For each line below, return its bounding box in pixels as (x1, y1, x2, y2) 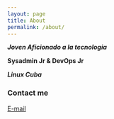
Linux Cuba (7, 70, 42, 79)
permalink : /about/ (7, 23, 65, 30)
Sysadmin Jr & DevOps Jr (7, 57, 84, 65)
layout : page (7, 10, 46, 18)
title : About (7, 17, 46, 24)
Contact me (7, 88, 49, 98)
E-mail (7, 104, 26, 113)
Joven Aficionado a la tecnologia (7, 43, 108, 52)
